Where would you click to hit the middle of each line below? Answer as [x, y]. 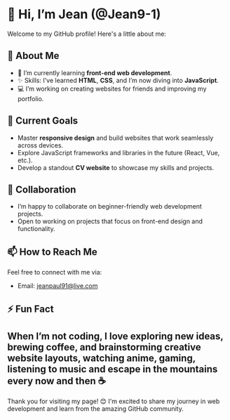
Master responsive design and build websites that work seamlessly [115, 138]
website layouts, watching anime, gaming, [102, 358]
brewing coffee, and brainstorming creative [104, 347]
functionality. [36, 229]
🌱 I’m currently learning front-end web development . [95, 72]
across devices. [40, 145]
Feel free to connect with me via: [55, 273]
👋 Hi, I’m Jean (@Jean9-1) [84, 14]
